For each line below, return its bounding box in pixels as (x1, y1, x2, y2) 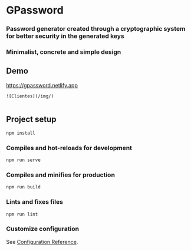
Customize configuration (6, 225, 80, 233)
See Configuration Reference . (6, 238, 78, 245)
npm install (6, 130, 35, 136)
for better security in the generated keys (6, 32, 125, 40)
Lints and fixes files (6, 198, 64, 206)
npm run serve (6, 157, 41, 163)
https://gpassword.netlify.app (6, 82, 78, 89)
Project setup (6, 115, 57, 125)
